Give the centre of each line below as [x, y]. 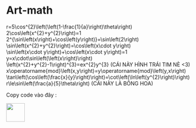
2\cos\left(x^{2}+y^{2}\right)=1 [44, 33]
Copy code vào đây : [31, 95]
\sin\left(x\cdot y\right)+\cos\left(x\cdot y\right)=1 [67, 52]
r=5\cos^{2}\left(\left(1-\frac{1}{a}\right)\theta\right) [69, 27]
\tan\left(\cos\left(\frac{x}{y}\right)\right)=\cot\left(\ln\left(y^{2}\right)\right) [98, 77]
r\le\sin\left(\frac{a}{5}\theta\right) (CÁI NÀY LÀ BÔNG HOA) [80, 83]
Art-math [30, 10]
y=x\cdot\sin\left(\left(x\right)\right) [49, 58]
